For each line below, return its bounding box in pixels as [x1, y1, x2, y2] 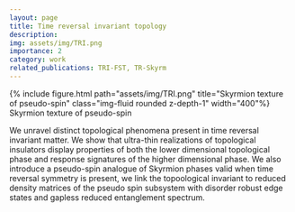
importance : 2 [9, 47, 63, 56]
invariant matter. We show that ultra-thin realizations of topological [9, 134, 256, 145]
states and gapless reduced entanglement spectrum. [9, 191, 205, 203]
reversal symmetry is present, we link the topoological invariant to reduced [9, 172, 286, 183]
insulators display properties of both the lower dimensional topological [9, 143, 271, 154]
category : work [9, 55, 67, 64]
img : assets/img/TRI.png [9, 38, 103, 48]
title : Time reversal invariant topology [9, 22, 167, 31]
